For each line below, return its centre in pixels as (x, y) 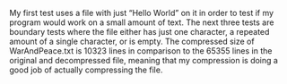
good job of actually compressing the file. (86, 70)
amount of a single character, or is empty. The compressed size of (132, 41)
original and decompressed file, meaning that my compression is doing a (143, 60)
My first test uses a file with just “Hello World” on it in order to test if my (142, 13)
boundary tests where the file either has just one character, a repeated (139, 32)
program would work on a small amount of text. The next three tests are (142, 22)
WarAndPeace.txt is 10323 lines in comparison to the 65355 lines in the (141, 51)
